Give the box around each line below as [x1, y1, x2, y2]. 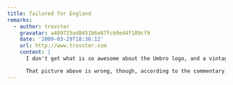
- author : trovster [13, 23, 70, 30]
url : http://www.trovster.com [19, 42, 107, 49]
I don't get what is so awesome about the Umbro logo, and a [25, 55, 207, 62]
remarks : [7, 17, 33, 23]
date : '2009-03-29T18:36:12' [19, 36, 104, 43]
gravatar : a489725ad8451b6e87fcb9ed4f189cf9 [19, 29, 150, 37]
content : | [19, 49, 51, 56]
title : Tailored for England [7, 10, 92, 17]
